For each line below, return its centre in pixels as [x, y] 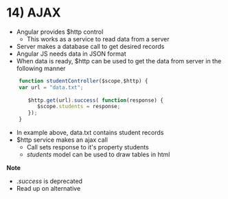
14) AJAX [34, 13]
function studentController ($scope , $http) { [83, 81]
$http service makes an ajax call [62, 140]
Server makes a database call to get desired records [90, 46]
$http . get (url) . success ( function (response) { [96, 100]
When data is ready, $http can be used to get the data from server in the [119, 61]
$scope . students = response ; [79, 107]
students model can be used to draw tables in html [98, 155]
